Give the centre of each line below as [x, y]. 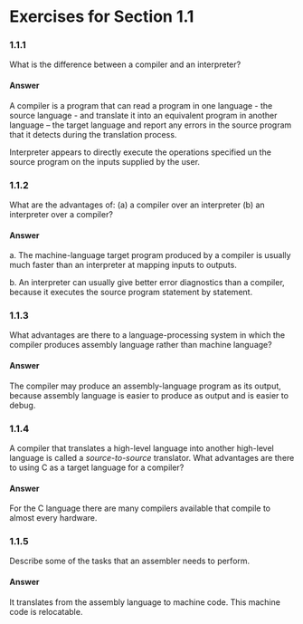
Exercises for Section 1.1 [102, 17]
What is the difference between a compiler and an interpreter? [125, 64]
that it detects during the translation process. [93, 134]
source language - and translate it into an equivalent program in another [143, 115]
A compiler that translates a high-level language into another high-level [142, 448]
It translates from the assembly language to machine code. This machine [145, 602]
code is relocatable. [46, 611]
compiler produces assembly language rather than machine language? [141, 345]
